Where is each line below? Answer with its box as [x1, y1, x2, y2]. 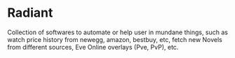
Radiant [7, 5, 53, 21]
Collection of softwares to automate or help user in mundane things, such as [7, 28, 228, 36]
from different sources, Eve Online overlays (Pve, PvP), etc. [7, 43, 179, 51]
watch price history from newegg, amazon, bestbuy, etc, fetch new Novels [7, 35, 223, 43]
